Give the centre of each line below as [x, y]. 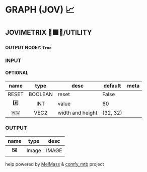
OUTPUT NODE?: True [28, 48]
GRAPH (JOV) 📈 [40, 10]
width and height [78, 113]
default [112, 86]
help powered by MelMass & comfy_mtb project [55, 164]
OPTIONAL [17, 72]
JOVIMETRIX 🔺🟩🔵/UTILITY [49, 32]
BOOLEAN [41, 95]
